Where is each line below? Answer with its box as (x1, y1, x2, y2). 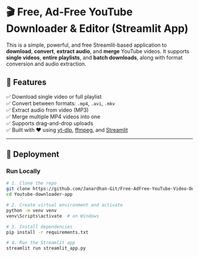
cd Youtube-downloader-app (6, 191, 73, 197)
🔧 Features (6, 77, 47, 87)
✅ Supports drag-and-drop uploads (6, 119, 94, 126)
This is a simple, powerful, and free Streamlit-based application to (6, 41, 167, 48)
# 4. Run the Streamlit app (6, 240, 76, 246)
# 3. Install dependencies (6, 223, 73, 230)
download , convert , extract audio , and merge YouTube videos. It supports (6, 47, 190, 54)
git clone (6, 186, 31, 192)
